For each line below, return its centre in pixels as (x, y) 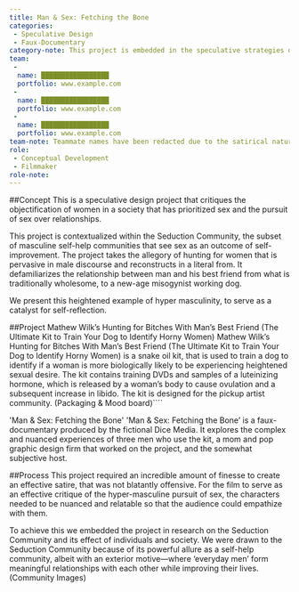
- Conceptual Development (61, 158)
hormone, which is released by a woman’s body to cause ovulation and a (142, 385)
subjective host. (39, 458)
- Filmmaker (35, 166)
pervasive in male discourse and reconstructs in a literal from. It (126, 264)
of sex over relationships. (56, 219)
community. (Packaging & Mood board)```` (86, 403)
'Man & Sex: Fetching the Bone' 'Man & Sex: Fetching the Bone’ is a (132, 420)
